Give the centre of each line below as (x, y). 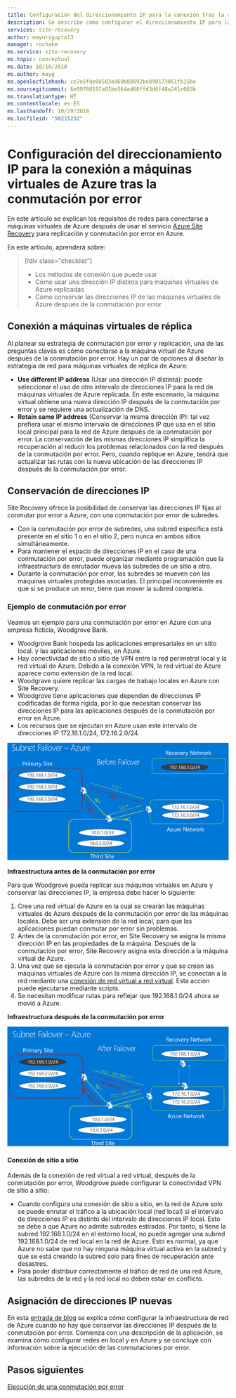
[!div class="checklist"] (58, 261)
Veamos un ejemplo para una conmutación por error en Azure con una (110, 622)
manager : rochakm (33, 45)
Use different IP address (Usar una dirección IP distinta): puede (110, 379)
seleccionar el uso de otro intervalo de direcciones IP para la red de (115, 387)
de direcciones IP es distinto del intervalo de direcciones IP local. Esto (119, 1219)
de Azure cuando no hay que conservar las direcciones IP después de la (112, 1326)
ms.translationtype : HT (42, 96)
